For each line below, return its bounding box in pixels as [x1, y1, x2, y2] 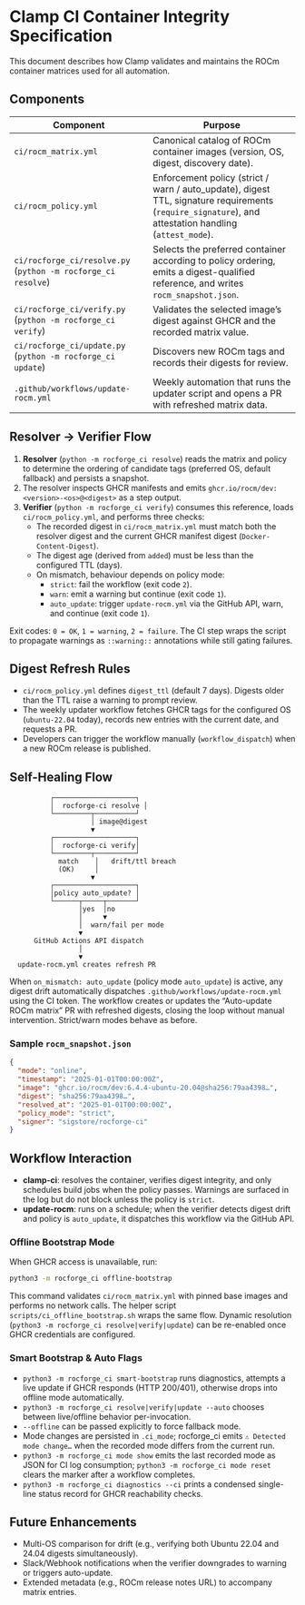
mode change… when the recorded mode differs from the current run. [22, 1440, 275, 1451]
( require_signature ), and [152, 205, 261, 218]
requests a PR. [22, 724, 77, 734]
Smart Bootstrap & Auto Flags [9, 1352, 143, 1364]
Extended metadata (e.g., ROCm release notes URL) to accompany [22, 1577, 272, 1588]
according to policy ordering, [152, 254, 276, 267]
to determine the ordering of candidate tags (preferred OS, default [22, 463, 271, 474]
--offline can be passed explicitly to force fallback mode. [22, 1421, 241, 1432]
